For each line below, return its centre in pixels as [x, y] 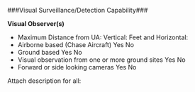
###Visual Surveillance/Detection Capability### [78, 10]
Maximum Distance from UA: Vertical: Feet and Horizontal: [103, 37]
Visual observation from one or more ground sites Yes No [101, 60]
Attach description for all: [44, 81]
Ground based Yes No [50, 52]
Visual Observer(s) [36, 24]
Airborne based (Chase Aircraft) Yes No [76, 45]
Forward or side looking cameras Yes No [77, 67]
